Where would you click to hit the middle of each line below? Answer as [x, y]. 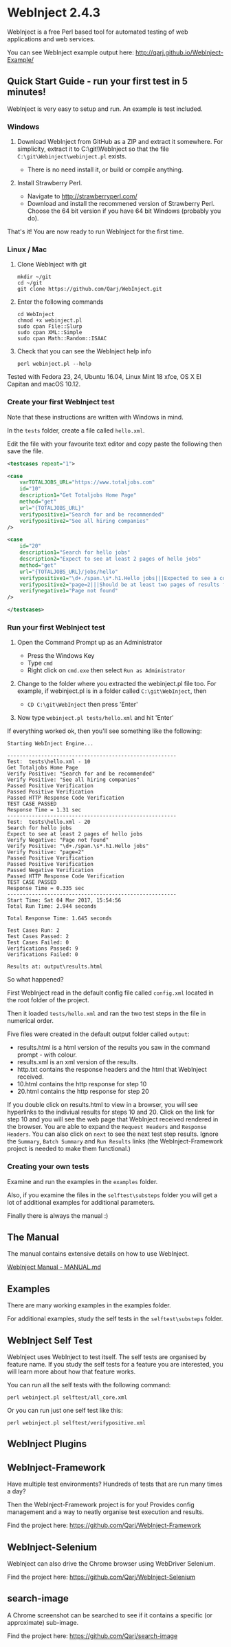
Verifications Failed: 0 [43, 955]
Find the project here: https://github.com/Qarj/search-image [92, 1636]
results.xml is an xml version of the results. [78, 1062]
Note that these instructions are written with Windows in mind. [95, 417]
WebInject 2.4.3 [54, 13]
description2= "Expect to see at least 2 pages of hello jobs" [110, 559]
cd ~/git [30, 283]
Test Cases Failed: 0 [38, 943]
